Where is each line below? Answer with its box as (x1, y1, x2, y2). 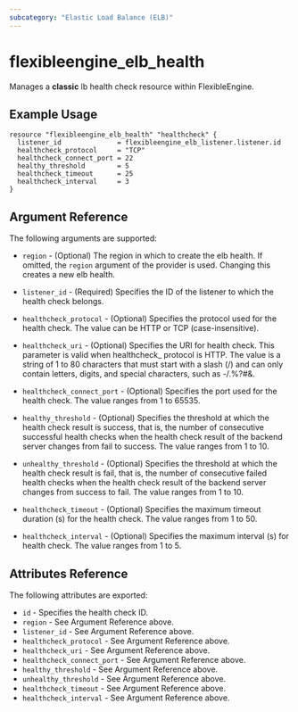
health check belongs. (21, 296, 104, 307)
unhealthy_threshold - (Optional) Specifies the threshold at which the (21, 459, 278, 469)
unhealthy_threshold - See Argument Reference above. (21, 674, 226, 683)
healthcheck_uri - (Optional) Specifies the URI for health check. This (21, 340, 275, 351)
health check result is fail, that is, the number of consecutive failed (21, 468, 268, 478)
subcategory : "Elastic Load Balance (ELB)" (9, 12, 174, 22)
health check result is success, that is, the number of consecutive (21, 422, 265, 433)
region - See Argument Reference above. (21, 617, 174, 627)
